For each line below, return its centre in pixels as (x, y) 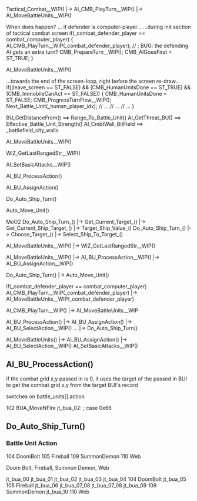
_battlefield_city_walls (32, 130)
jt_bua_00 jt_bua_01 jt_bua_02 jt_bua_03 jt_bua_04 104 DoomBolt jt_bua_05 (96, 479)
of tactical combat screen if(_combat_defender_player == (76, 33)
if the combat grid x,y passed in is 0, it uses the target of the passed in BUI (96, 379)
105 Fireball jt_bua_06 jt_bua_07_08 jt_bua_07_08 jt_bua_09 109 (81, 485)
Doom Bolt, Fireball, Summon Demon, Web (58, 467)
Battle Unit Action (32, 443)
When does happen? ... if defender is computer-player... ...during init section (98, 27)
